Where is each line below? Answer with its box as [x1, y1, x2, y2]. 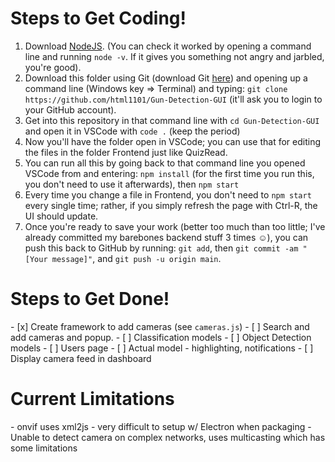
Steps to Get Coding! [10, 7, 187, 30]
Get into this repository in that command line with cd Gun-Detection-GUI [24, 114, 320, 126]
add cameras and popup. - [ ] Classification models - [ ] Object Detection [10, 331, 312, 343]
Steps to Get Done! [10, 288, 170, 311]
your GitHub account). [24, 103, 117, 116]
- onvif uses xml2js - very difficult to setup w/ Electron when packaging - [10, 420, 312, 432]
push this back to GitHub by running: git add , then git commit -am [24, 242, 299, 254]
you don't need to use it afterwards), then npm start [24, 178, 240, 190]
